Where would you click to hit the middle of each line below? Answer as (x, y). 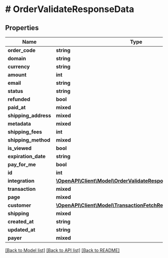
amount (17, 75)
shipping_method (29, 140)
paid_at (17, 107)
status (15, 91)
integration (21, 181)
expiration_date (27, 156)
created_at (21, 222)
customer (19, 205)
